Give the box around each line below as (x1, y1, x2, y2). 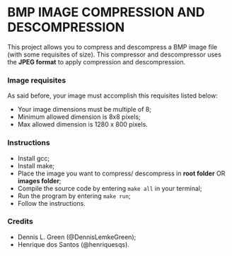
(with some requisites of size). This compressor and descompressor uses (7, 50, 221, 59)
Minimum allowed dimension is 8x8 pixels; (17, 112, 141, 121)
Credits (7, 216, 33, 226)
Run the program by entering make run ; (17, 192, 131, 200)
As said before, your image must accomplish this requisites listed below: (7, 91, 218, 100)
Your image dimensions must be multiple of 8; (17, 105, 152, 114)
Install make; (17, 161, 55, 170)
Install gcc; (17, 153, 50, 163)
